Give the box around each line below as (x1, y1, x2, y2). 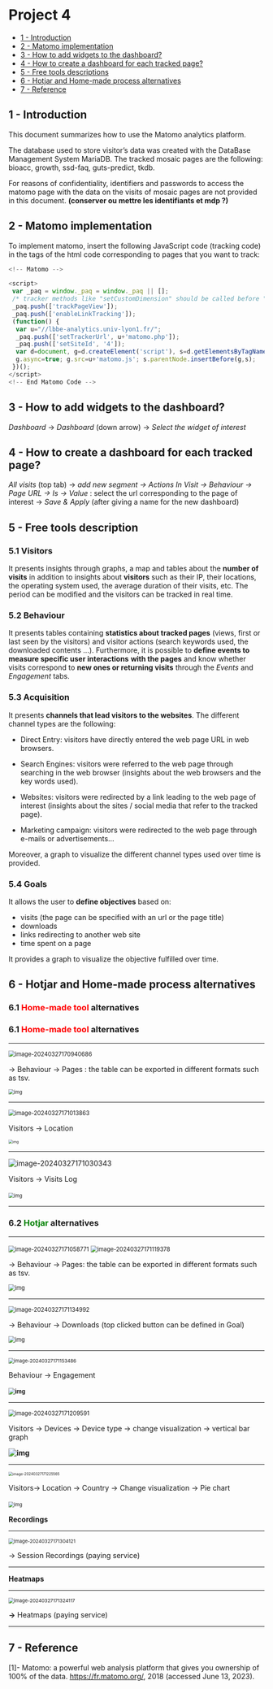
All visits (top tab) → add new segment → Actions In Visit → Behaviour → (8, 480, 253, 489)
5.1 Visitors (8, 545, 53, 556)
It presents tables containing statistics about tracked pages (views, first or (8, 628, 261, 638)
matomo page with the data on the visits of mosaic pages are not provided (8, 187, 258, 197)
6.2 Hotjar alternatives (8, 1218, 99, 1229)
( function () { (11, 317, 60, 326)
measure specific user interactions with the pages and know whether (8, 654, 246, 664)
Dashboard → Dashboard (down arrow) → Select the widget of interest (8, 422, 246, 432)
